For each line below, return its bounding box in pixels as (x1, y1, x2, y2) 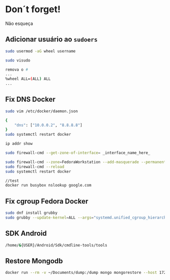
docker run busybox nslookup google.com (5, 183, 92, 188)
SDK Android (5, 229, 47, 238)
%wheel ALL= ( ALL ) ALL (5, 76, 51, 82)
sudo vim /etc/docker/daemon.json (5, 108, 78, 114)
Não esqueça (5, 20, 33, 26)
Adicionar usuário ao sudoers (5, 35, 98, 44)
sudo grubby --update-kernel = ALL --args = (5, 215, 94, 220)
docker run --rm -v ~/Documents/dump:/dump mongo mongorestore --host (5, 270, 157, 275)
